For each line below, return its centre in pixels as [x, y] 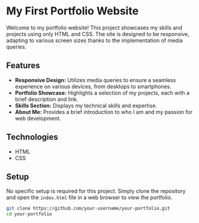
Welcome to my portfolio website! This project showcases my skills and [94, 28]
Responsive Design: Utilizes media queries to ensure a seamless [95, 80]
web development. [38, 118]
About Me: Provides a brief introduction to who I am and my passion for [104, 111]
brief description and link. [46, 99]
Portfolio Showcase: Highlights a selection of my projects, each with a [102, 93]
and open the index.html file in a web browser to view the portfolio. [89, 198]
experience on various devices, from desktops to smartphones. [93, 86]
